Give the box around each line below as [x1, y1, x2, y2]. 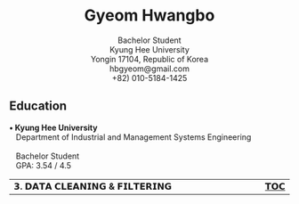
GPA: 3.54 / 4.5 [15, 159, 71, 170]
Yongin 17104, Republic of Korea [90, 53, 209, 64]
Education [9, 99, 68, 114]
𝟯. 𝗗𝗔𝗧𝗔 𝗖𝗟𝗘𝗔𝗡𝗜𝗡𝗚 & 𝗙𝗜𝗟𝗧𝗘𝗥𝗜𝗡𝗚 [13, 180, 172, 192]
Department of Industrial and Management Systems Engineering [15, 131, 252, 143]
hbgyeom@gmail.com [109, 63, 190, 74]
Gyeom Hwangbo [84, 5, 215, 26]
